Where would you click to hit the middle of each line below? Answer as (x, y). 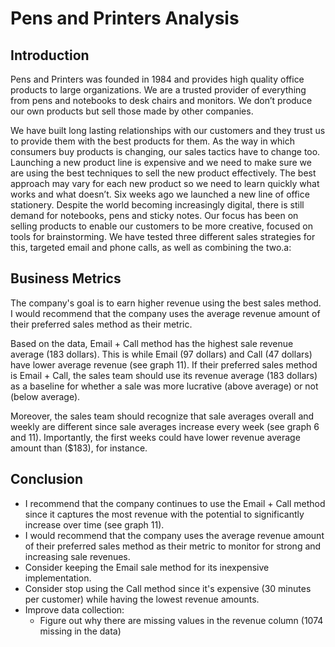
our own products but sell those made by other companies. (132, 111)
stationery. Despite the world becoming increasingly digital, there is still (157, 205)
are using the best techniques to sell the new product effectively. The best (163, 173)
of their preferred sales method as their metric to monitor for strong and (173, 546)
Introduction (50, 55)
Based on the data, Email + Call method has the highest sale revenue (152, 343)
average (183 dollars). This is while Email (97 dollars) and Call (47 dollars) (161, 354)
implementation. (58, 578)
